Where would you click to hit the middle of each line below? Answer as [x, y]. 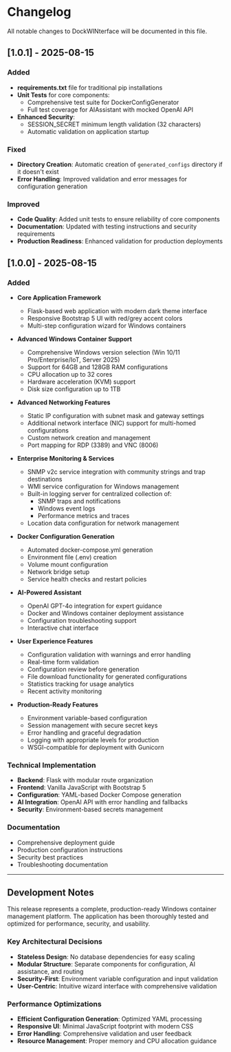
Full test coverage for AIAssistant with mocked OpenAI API [110, 109]
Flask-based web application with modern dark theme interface [117, 310]
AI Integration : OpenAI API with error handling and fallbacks [102, 802]
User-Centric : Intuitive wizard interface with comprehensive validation [117, 986]
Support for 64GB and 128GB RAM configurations [98, 367]
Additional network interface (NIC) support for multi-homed [111, 423]
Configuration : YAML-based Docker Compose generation [99, 795]
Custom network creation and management [89, 437]
